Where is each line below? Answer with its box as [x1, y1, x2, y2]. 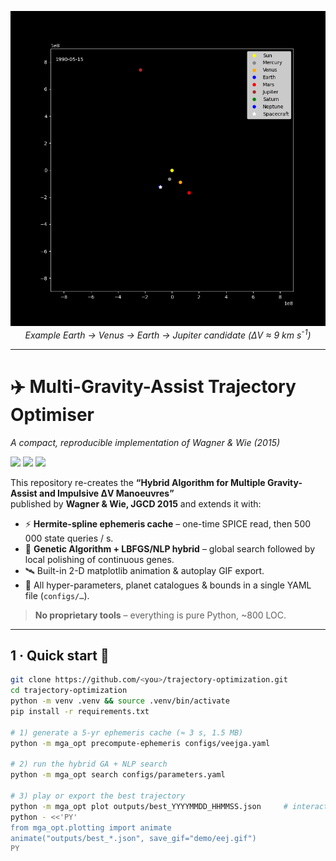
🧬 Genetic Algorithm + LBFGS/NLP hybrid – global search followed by [24, 542, 316, 555]
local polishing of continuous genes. [24, 553, 175, 565]
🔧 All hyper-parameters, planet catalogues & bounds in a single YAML [24, 579, 312, 591]
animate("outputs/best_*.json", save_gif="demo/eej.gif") [10, 833, 257, 843]
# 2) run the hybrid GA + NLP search [10, 759, 168, 770]
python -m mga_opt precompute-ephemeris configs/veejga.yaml [10, 738, 271, 748]
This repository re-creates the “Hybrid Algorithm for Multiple [10, 476, 266, 488]
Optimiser [10, 403, 95, 426]
